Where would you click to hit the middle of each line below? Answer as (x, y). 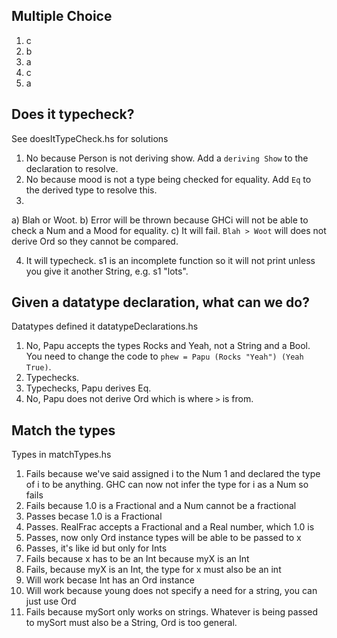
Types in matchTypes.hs (61, 455)
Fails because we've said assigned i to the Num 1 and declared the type (173, 474)
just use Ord (51, 601)
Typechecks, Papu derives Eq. (88, 388)
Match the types (63, 430)
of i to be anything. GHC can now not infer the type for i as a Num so (167, 485)
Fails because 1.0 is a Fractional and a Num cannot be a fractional (161, 506)
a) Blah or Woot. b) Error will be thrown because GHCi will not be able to (160, 220)
